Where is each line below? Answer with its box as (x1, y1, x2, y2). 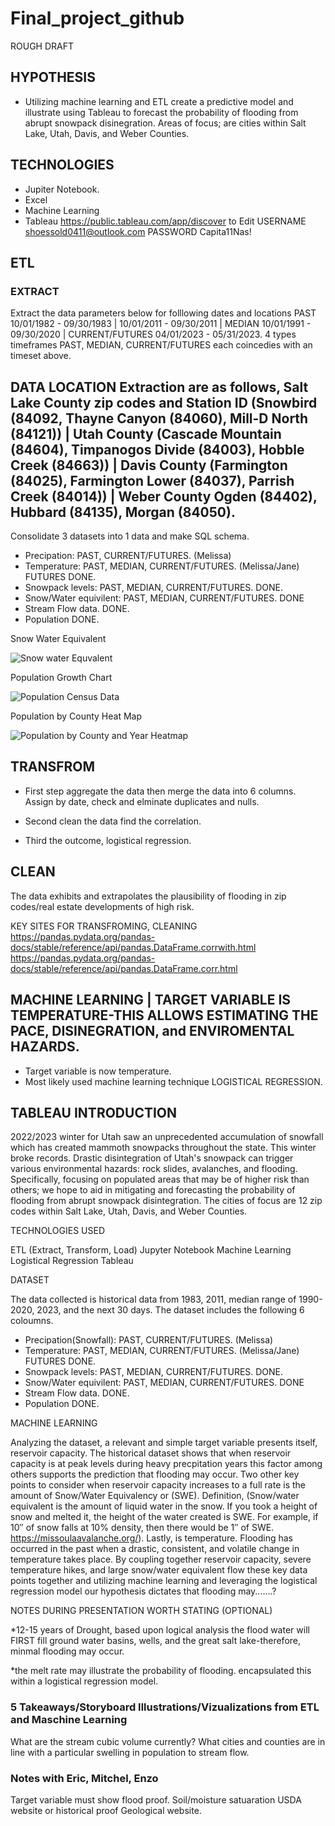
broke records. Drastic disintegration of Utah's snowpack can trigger (10, 1152, 294, 1164)
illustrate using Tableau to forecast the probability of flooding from (24, 106, 299, 118)
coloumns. (10, 1315, 54, 1327)
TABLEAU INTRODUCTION (10, 1104, 178, 1121)
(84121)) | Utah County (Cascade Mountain (10, 425, 282, 442)
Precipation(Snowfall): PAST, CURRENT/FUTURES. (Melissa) (24, 1334, 274, 1346)
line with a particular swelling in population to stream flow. (10, 1746, 250, 1758)
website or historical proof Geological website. (10, 1804, 202, 1816)
